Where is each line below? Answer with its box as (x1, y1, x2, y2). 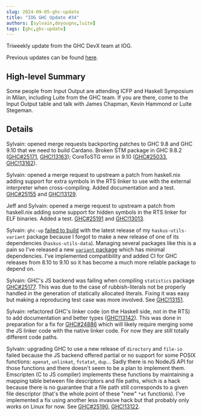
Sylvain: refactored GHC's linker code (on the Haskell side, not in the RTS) (6, 307, 191, 315)
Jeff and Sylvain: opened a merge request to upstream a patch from (6, 202, 175, 209)
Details (6, 124, 33, 135)
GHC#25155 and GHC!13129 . (6, 190, 77, 197)
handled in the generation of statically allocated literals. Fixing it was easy (6, 289, 190, 296)
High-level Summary (6, 71, 86, 82)
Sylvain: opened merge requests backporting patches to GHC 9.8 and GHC (6, 140, 193, 147)
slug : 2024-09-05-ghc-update (6, 8, 80, 15)
